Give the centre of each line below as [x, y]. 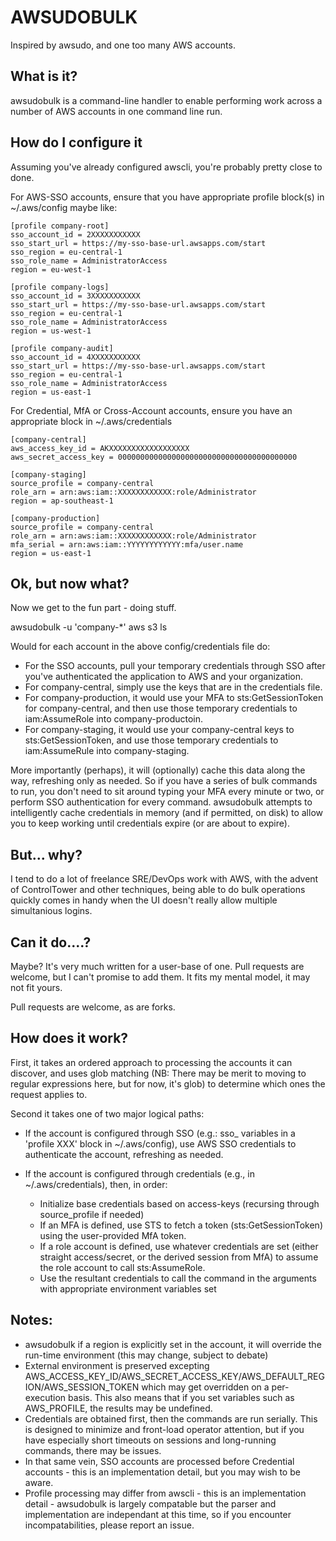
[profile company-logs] [60, 287]
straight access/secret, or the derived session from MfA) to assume [179, 1257]
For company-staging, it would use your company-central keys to [159, 730]
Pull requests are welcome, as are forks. [93, 1007]
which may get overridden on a [205, 1387]
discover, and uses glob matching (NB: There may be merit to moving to [158, 1073]
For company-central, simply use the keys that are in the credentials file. [173, 687]
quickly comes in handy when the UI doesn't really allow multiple [144, 900]
